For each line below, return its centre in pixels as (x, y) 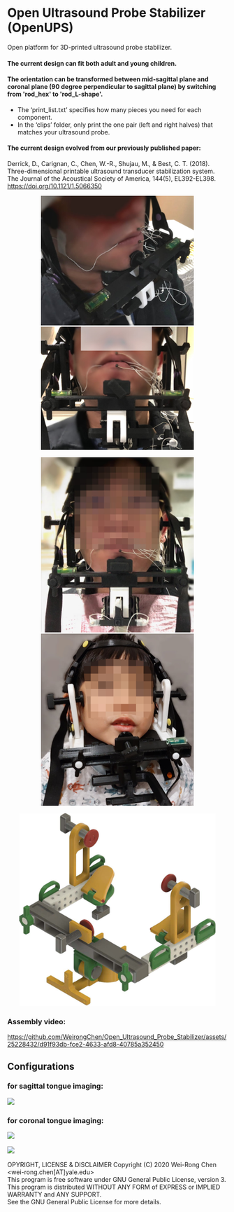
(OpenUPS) (41, 28)
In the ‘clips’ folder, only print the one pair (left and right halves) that (115, 125)
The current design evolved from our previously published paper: (104, 148)
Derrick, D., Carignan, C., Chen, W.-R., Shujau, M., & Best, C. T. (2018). (109, 163)
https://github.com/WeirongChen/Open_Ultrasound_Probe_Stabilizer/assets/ (117, 1037)
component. (35, 117)
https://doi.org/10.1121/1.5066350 (55, 186)
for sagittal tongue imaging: (55, 1086)
